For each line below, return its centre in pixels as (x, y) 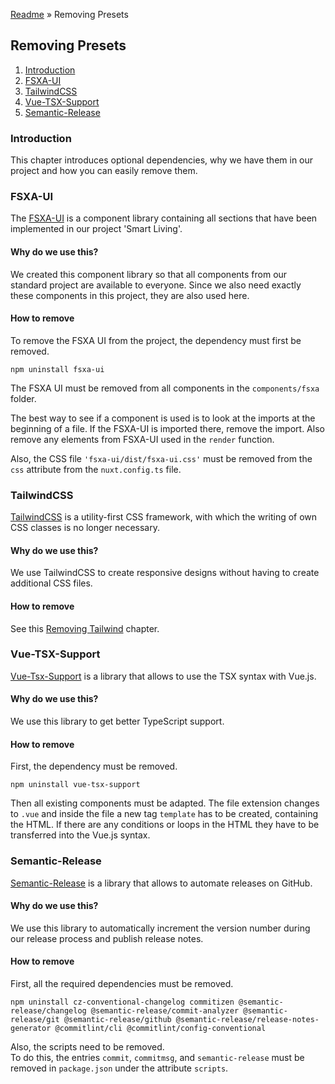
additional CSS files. (51, 583)
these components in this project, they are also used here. (130, 295)
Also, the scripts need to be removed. (87, 1046)
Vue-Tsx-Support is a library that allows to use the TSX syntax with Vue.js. (163, 676)
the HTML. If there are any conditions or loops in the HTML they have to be (165, 825)
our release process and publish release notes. (107, 938)
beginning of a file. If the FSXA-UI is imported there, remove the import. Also (167, 428)
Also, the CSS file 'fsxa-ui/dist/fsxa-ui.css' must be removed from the (161, 458)
